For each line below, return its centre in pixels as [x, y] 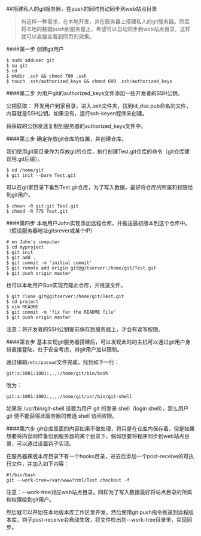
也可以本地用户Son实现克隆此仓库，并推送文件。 [66, 285]
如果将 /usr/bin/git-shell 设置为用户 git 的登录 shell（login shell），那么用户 [98, 408]
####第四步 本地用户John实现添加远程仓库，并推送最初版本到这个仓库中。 [98, 223]
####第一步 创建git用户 [35, 49]
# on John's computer [33, 242]
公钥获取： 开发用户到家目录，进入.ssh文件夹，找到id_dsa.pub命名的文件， [99, 106]
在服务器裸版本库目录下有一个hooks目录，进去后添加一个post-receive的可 [98, 456]
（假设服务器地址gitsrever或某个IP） [51, 231]
